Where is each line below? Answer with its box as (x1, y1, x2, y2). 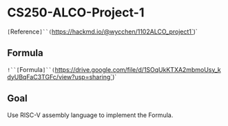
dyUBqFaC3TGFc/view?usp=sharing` (7, 73, 113, 81)
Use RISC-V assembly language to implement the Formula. (7, 111, 174, 119)
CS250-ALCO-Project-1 (7, 5, 145, 21)
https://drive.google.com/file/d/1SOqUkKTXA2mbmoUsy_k (54, 65, 222, 73)
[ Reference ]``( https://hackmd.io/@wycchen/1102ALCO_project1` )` (7, 27, 198, 36)
